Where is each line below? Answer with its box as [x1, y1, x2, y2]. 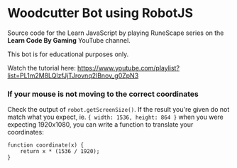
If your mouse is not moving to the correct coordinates [7, 89, 199, 99]
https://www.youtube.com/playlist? [77, 63, 180, 72]
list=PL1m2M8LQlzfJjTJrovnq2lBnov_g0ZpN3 [7, 71, 139, 80]
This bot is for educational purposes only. [7, 50, 129, 58]
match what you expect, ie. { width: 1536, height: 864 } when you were [7, 112, 224, 122]
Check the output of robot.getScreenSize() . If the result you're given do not [7, 105, 230, 114]
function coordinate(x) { [7, 142, 84, 149]
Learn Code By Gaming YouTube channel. [7, 36, 131, 44]
